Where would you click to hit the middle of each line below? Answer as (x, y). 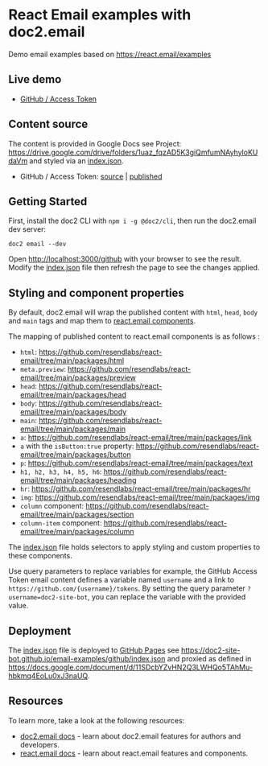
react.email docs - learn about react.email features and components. (134, 753)
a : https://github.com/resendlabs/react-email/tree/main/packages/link (136, 438)
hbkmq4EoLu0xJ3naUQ (48, 676)
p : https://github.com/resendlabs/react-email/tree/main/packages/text (136, 463)
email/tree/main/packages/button (75, 455)
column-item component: (61, 523)
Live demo (35, 79)
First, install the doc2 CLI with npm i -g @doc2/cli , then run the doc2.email (132, 221)
